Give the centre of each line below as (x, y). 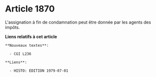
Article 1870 (30, 9)
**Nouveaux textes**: (27, 45)
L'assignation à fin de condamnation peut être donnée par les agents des (78, 22)
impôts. (13, 27)
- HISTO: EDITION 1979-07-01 (39, 71)
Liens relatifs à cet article (31, 37)
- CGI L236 (20, 54)
